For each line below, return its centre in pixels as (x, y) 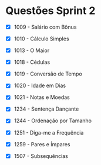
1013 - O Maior (32, 50)
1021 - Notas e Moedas (42, 97)
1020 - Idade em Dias (40, 85)
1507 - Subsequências (41, 156)
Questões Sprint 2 (51, 11)
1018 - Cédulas (32, 62)
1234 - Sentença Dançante (46, 109)
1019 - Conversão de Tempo (48, 74)
